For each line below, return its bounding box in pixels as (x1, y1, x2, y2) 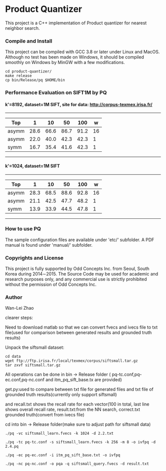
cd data (5, 354, 21, 359)
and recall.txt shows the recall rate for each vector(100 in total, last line (5, 401, 150, 407)
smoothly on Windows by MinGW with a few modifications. (5, 60, 125, 66)
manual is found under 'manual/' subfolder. (5, 242, 93, 248)
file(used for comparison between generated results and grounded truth (5, 330, 152, 336)
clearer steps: (5, 315, 33, 321)
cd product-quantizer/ (5, 69, 52, 74)
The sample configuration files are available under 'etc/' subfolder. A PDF (5, 237, 155, 243)
